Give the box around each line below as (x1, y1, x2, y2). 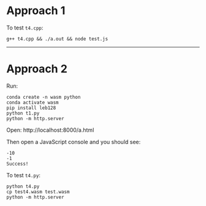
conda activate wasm (6, 99, 59, 105)
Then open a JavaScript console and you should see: (6, 138, 141, 145)
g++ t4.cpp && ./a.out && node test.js (6, 36, 109, 42)
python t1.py (6, 110, 40, 116)
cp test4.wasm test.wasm (6, 188, 70, 195)
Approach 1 (6, 4, 66, 18)
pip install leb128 (6, 105, 56, 111)
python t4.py (6, 183, 40, 189)
